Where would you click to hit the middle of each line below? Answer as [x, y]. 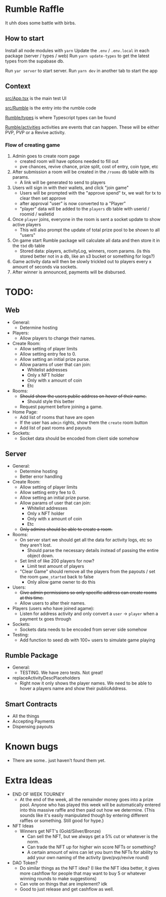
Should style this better [51, 401]
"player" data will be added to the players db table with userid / [84, 208]
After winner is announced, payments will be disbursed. [69, 272]
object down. [40, 555]
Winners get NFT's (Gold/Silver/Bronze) [60, 831]
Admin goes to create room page [46, 156]
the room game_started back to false [57, 576]
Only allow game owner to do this [61, 582]
